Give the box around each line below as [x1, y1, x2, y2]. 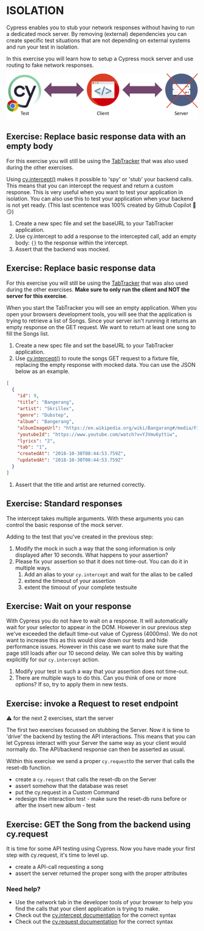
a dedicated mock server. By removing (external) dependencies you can [6, 30, 187, 37]
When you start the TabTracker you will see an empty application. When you [6, 304, 197, 311]
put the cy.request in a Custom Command [15, 789, 120, 796]
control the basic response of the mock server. [6, 521, 123, 528]
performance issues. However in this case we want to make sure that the [6, 643, 189, 650]
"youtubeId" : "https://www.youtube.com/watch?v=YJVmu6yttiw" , [17, 431, 178, 438]
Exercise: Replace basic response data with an [6, 131, 186, 142]
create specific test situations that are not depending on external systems [6, 37, 191, 44]
